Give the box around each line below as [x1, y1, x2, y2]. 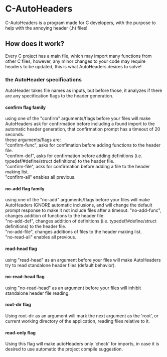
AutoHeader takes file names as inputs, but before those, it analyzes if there [5, 87, 162, 93]
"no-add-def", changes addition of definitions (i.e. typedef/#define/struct [5, 218, 157, 224]
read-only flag [5, 329, 36, 335]
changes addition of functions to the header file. [5, 213, 105, 219]
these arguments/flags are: [5, 137, 61, 143]
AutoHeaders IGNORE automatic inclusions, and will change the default [5, 202, 152, 208]
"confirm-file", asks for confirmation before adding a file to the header [5, 164, 150, 170]
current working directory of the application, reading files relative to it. [5, 318, 150, 324]
